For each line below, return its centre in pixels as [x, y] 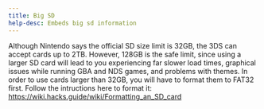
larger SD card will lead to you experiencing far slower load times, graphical [132, 62]
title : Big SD [32, 16]
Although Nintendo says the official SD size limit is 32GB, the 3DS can [122, 45]
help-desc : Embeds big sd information [72, 23]
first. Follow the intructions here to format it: [80, 88]
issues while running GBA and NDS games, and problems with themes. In [128, 71]
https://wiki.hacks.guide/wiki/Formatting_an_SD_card [95, 96]
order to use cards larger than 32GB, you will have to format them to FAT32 [131, 80]
